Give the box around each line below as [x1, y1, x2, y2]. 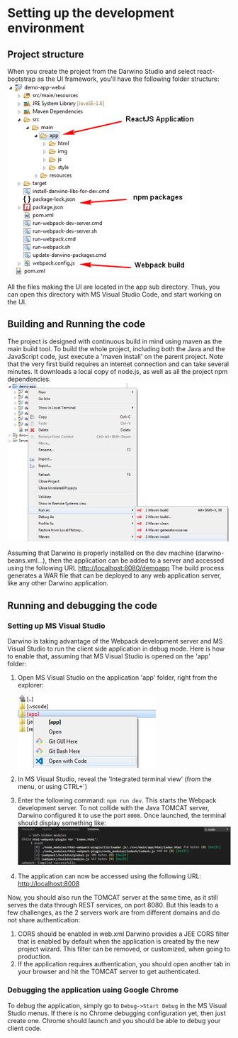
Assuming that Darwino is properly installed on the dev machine [7, 548, 194, 558]
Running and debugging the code [7, 600, 158, 612]
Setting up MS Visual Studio [7, 621, 106, 631]
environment [7, 20, 85, 36]
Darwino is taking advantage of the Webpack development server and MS [7, 636, 223, 645]
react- [197, 67, 215, 75]
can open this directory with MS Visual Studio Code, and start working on [7, 290, 222, 299]
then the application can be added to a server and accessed [48, 556, 225, 565]
